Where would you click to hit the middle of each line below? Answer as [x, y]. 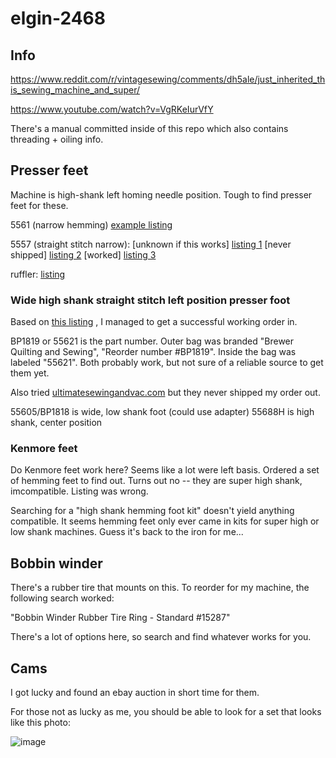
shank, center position [56, 423]
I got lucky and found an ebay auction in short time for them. [135, 693]
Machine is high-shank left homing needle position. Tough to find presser [161, 194]
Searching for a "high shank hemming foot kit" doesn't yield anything [152, 511]
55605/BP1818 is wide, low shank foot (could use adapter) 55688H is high [162, 412]
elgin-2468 [58, 18]
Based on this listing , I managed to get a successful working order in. [154, 322]
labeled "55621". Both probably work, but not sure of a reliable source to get [167, 363]
